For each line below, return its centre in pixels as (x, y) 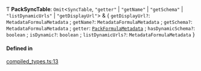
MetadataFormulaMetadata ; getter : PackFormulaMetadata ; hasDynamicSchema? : (101, 28)
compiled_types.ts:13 (32, 61)
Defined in (20, 48)
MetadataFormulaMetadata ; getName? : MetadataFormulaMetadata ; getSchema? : (99, 22)
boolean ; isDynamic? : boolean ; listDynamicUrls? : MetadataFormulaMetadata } (101, 35)
